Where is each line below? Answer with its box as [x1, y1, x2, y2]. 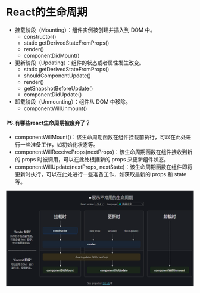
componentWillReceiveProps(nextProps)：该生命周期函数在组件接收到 [14, 148, 187, 155]
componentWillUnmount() [23, 105, 87, 112]
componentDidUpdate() [23, 91, 82, 98]
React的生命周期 [6, 5, 87, 19]
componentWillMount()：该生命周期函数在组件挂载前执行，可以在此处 [14, 133, 186, 141]
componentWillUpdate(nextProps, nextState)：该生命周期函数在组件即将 [14, 163, 193, 170]
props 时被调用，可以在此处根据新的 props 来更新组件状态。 [21, 156, 170, 163]
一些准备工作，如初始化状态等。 [20, 141, 99, 148]
